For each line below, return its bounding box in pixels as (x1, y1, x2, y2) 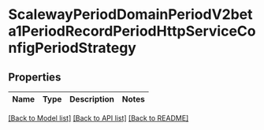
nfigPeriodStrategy (8, 39, 136, 57)
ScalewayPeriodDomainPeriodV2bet (8, 6, 254, 24)
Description (69, 94, 114, 104)
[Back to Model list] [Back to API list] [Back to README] (8, 113, 189, 123)
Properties (8, 70, 61, 84)
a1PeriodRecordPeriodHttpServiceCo (8, 22, 256, 40)
